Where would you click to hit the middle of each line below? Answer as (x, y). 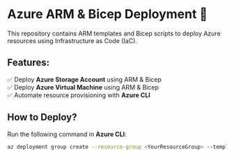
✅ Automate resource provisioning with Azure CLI (79, 95)
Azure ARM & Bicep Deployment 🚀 (107, 14)
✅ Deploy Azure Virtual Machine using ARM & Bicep (83, 87)
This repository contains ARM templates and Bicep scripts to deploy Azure (114, 33)
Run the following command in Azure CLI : (67, 134)
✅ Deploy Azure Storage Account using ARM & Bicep (85, 79)
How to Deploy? (42, 117)
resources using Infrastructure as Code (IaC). (72, 40)
